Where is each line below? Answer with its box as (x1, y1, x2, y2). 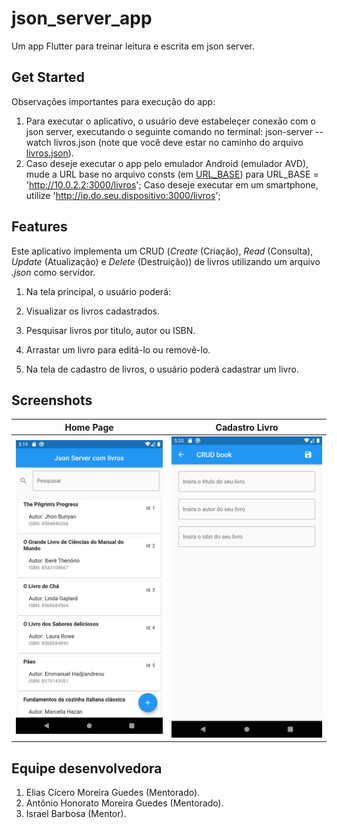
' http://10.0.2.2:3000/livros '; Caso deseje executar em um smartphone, (25, 178, 319, 191)
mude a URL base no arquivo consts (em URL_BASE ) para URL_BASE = (25, 168, 319, 180)
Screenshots (11, 392, 93, 409)
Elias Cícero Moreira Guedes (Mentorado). (25, 786, 201, 798)
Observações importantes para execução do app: (11, 95, 216, 107)
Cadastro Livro (215, 421, 279, 433)
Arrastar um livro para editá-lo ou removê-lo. (25, 343, 211, 356)
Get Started (11, 69, 85, 86)
